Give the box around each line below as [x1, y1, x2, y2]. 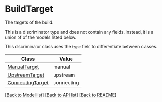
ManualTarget [7, 63, 39, 70]
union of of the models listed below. [5, 34, 77, 40]
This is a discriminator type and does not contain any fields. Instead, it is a [5, 29, 154, 35]
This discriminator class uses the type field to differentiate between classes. [5, 43, 158, 49]
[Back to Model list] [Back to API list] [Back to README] [5, 92, 117, 98]
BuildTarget [5, 3, 54, 15]
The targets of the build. [5, 20, 54, 25]
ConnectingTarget [7, 79, 49, 86]
